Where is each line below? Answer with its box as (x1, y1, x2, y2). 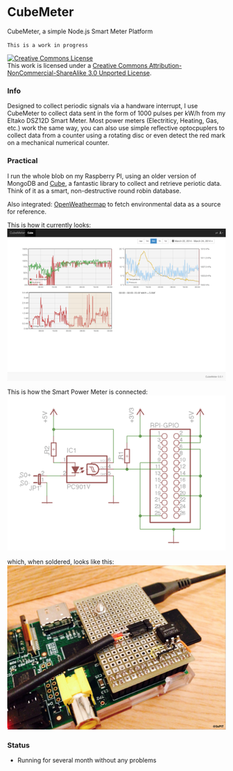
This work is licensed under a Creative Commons (7, 61, 148, 69)
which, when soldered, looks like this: (7, 557, 114, 566)
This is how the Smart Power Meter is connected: (7, 388, 148, 396)
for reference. (7, 207, 47, 216)
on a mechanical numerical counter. (7, 139, 110, 147)
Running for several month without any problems (17, 756, 157, 765)
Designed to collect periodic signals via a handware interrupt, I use (7, 102, 198, 110)
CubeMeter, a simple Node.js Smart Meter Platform (7, 27, 153, 35)
